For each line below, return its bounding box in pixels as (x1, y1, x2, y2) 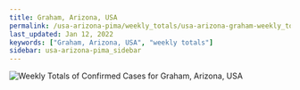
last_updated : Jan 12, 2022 (9, 29, 114, 38)
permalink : (9, 21, 50, 30)
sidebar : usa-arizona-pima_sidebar (9, 46, 142, 55)
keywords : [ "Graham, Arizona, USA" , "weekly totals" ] (9, 37, 214, 47)
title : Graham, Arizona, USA (9, 12, 118, 22)
